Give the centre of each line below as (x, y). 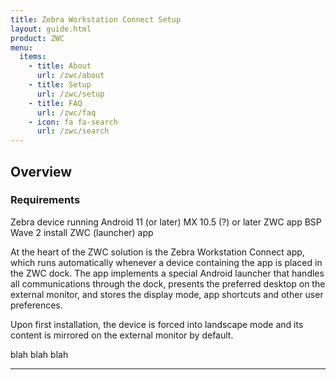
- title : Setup (60, 85)
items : (33, 57)
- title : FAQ (55, 103)
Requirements (45, 200)
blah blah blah (39, 354)
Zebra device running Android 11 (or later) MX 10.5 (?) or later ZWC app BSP (166, 222)
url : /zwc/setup (70, 94)
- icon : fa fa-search (73, 122)
